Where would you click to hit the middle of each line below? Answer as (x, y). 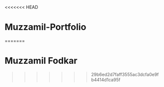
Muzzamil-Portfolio (45, 27)
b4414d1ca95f (106, 80)
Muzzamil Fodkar (41, 61)
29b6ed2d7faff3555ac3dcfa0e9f (125, 74)
